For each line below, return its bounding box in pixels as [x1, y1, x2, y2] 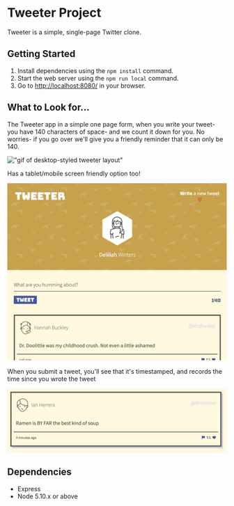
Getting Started [7, 48, 76, 60]
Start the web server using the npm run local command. [17, 74, 179, 82]
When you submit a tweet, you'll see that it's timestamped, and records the [7, 367, 223, 375]
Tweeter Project [7, 5, 102, 21]
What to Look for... [7, 102, 90, 113]
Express [17, 484, 41, 493]
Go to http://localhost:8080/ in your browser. [17, 81, 146, 90]
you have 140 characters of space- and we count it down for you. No [7, 127, 205, 136]
